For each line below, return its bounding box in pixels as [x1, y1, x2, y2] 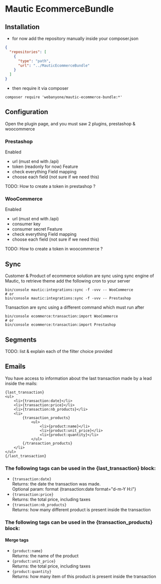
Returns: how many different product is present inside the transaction [12, 507, 151, 513]
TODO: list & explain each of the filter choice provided [5, 349, 113, 354]
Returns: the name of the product [12, 553, 79, 559]
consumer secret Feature [12, 226, 63, 232]
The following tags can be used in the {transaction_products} [5, 519, 153, 526]
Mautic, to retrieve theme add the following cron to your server [5, 278, 130, 284]
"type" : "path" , [17, 58, 51, 64]
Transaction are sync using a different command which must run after [5, 304, 145, 310]
